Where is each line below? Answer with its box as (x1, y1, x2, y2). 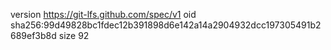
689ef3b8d (10, 30, 57, 41)
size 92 (58, 30, 90, 41)
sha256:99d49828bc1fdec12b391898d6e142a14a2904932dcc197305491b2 (10, 19, 322, 31)
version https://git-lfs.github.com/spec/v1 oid (10, 9, 197, 20)
